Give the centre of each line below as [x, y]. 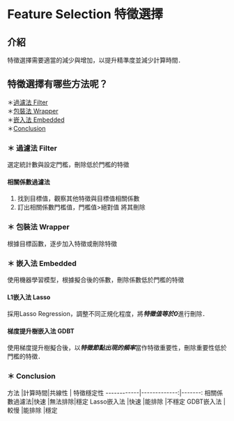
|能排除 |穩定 [39, 410]
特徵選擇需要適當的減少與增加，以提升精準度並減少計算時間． [96, 60]
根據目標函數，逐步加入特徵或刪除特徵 [62, 244]
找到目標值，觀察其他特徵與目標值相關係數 [78, 198]
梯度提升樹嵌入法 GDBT [41, 331]
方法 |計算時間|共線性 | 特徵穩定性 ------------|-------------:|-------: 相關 [112, 392]
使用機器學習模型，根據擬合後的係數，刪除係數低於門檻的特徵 [96, 280]
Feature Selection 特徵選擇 [85, 14]
